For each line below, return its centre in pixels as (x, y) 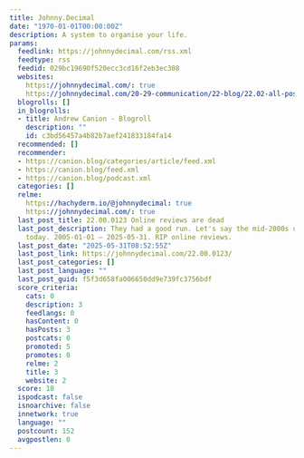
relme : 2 (42, 364)
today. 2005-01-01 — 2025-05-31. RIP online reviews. (129, 237)
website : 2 (46, 380)
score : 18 (36, 389)
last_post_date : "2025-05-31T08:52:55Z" (95, 246)
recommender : (42, 152)
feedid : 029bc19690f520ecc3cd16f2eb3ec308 (99, 69)
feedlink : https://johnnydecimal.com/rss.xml (105, 52)
